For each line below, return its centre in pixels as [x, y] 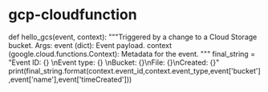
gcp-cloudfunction [73, 15]
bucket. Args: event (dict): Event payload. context [90, 45]
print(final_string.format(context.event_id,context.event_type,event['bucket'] [134, 70]
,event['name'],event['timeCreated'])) [70, 79]
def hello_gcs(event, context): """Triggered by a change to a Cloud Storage [133, 37]
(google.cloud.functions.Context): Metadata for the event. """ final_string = [132, 54]
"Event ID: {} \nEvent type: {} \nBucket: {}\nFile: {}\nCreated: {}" [114, 62]
